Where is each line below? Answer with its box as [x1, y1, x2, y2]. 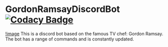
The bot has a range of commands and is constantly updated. [5, 36, 135, 42]
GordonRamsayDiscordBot [5, 3, 120, 15]
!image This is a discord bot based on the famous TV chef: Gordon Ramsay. [5, 30, 163, 36]
